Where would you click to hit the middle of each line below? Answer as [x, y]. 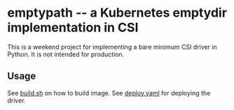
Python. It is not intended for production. [66, 54]
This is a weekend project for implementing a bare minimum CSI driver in [112, 47]
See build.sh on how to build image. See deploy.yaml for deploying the [109, 93]
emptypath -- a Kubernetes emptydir [117, 13]
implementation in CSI [73, 28]
